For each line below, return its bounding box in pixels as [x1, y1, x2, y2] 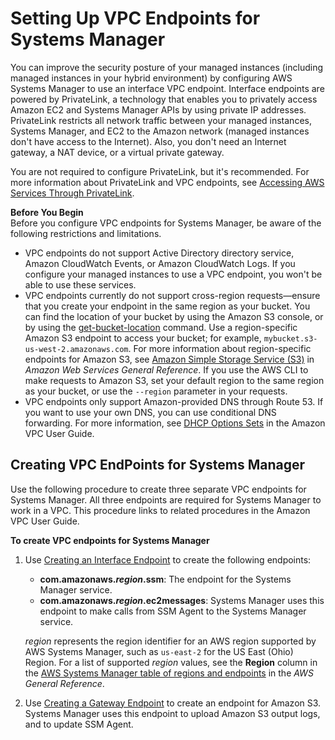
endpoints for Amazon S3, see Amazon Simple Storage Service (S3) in [24, 353, 315, 365]
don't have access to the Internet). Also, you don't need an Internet [10, 135, 287, 147]
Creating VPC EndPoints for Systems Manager [10, 457, 306, 474]
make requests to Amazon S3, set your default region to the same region [24, 374, 325, 386]
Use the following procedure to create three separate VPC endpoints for [10, 483, 307, 495]
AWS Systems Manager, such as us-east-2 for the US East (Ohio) [24, 645, 294, 657]
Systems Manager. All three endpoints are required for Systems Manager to [10, 493, 322, 506]
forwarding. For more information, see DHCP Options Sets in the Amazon [24, 417, 326, 429]
